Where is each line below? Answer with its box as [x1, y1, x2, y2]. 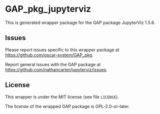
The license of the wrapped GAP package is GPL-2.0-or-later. [5, 103, 130, 109]
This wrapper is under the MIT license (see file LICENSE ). [5, 94, 119, 100]
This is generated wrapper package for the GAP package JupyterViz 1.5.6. [5, 20, 156, 25]
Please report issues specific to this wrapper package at [5, 46, 120, 52]
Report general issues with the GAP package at [5, 61, 101, 67]
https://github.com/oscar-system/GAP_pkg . [5, 52, 94, 58]
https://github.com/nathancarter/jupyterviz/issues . [5, 67, 108, 72]
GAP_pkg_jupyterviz [5, 3, 91, 15]
